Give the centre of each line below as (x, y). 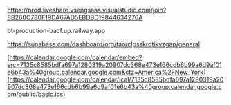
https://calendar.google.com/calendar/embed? (76, 57)
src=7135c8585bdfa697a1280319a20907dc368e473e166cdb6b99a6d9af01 (115, 65)
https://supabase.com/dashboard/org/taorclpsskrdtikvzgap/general (104, 44)
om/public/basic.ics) (36, 94)
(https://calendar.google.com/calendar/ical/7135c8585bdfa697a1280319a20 (115, 79)
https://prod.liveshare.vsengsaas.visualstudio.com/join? (87, 10)
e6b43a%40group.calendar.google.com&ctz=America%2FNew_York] (107, 72)
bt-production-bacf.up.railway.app (56, 31)
